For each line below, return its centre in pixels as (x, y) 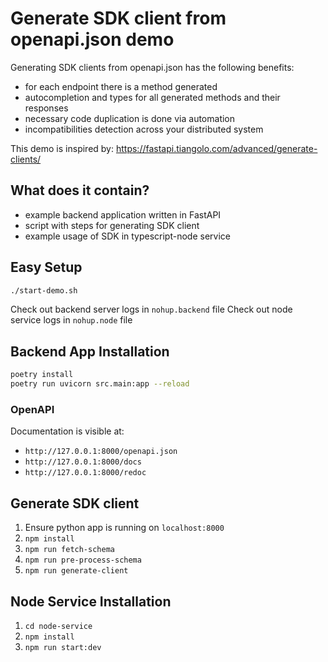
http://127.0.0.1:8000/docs (83, 462)
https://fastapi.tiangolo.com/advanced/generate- (216, 148)
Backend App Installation (90, 351)
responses (46, 108)
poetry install (42, 375)
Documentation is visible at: (67, 431)
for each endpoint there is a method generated (121, 86)
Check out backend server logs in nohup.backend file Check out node (151, 309)
